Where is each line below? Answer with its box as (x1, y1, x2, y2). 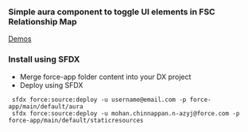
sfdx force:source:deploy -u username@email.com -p (11, 96, 187, 104)
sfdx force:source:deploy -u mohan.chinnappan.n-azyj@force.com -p (11, 109, 240, 117)
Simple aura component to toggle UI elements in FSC (8, 6, 216, 17)
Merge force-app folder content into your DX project (19, 72, 192, 81)
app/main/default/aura (8, 102, 83, 111)
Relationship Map (8, 16, 77, 27)
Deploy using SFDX (19, 80, 83, 89)
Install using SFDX (8, 54, 80, 65)
